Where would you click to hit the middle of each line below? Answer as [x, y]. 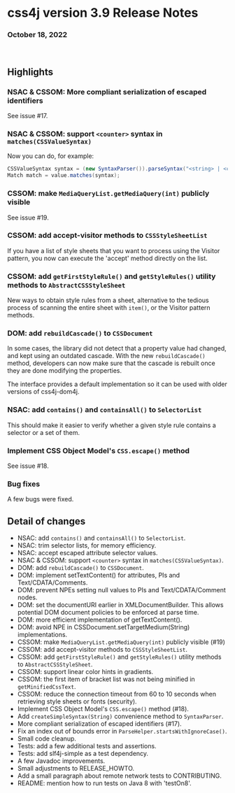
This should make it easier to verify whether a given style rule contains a [112, 425]
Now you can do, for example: [51, 156]
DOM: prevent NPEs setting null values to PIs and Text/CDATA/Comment [121, 590]
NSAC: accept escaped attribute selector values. [87, 553]
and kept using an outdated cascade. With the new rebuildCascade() [107, 356]
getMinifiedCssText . [47, 687]
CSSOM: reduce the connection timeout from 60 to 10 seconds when [117, 694]
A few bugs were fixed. [41, 499]
